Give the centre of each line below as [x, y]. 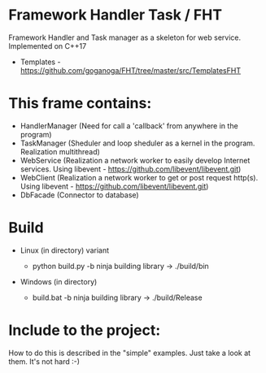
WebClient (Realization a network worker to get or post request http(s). [139, 177]
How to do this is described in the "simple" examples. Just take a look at [129, 353]
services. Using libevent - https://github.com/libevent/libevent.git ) [131, 169]
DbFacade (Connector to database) [80, 195]
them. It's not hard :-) [44, 361]
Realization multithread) [60, 151]
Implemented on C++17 [48, 46]
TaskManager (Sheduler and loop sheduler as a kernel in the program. [137, 143]
